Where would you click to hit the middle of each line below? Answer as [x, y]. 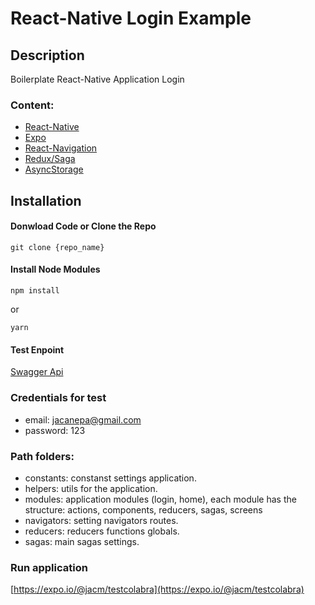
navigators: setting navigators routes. [101, 520]
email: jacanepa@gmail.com [83, 419]
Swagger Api [37, 372]
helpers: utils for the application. [91, 488]
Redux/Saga [50, 159]
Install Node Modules [55, 269]
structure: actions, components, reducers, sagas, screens [143, 509]
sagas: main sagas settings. [82, 541]
